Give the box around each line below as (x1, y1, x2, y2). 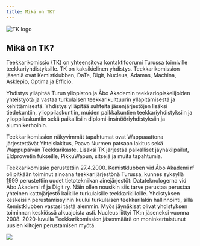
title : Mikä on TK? (6, 8, 55, 15)
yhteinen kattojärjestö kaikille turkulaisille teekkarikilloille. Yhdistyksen (6, 190, 180, 197)
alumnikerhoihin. (6, 122, 48, 129)
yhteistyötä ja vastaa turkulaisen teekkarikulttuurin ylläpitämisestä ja (6, 96, 176, 103)
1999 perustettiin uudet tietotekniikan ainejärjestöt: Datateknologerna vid (6, 177, 187, 184)
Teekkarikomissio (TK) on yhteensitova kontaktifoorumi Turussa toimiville (6, 58, 188, 66)
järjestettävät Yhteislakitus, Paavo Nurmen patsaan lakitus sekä (6, 140, 164, 147)
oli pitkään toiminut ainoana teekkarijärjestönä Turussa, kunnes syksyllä (6, 171, 184, 178)
